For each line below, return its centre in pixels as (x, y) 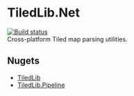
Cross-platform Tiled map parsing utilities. (67, 39)
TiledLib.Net (43, 13)
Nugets (24, 61)
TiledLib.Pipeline (41, 85)
